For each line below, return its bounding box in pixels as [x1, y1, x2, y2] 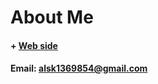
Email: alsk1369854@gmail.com [10, 62, 148, 75]
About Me [10, 6, 94, 29]
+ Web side [10, 39, 58, 51]
